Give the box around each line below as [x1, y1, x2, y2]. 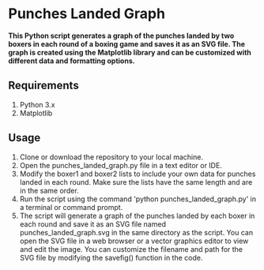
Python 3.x [19, 99, 55, 109]
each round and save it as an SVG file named [19, 219, 166, 229]
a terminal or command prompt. [19, 202, 123, 212]
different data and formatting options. [8, 56, 136, 66]
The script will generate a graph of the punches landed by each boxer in [19, 211, 255, 220]
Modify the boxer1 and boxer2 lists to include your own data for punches [19, 169, 256, 178]
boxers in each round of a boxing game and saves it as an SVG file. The [8, 39, 246, 48]
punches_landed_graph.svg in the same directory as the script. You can [19, 227, 254, 237]
